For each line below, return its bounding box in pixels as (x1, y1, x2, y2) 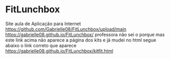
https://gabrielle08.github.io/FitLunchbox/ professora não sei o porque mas (5, 31, 165, 37)
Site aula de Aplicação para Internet (5, 21, 81, 27)
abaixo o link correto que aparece (5, 42, 77, 48)
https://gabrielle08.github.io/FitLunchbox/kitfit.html (5, 48, 114, 54)
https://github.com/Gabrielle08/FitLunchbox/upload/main (5, 26, 127, 32)
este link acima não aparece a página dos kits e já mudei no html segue (5, 37, 157, 43)
